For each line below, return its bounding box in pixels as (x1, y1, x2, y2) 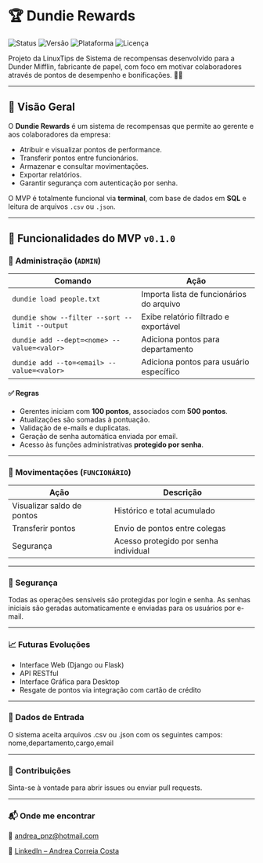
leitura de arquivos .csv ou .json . (8, 202, 116, 211)
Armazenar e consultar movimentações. (19, 161, 149, 170)
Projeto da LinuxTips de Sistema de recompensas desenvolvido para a (8, 53, 235, 63)
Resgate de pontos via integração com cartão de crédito (19, 685, 202, 694)
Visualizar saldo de (12, 500, 82, 511)
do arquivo (141, 298, 181, 309)
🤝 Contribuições (8, 765, 71, 776)
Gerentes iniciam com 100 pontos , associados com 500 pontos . (19, 406, 229, 415)
